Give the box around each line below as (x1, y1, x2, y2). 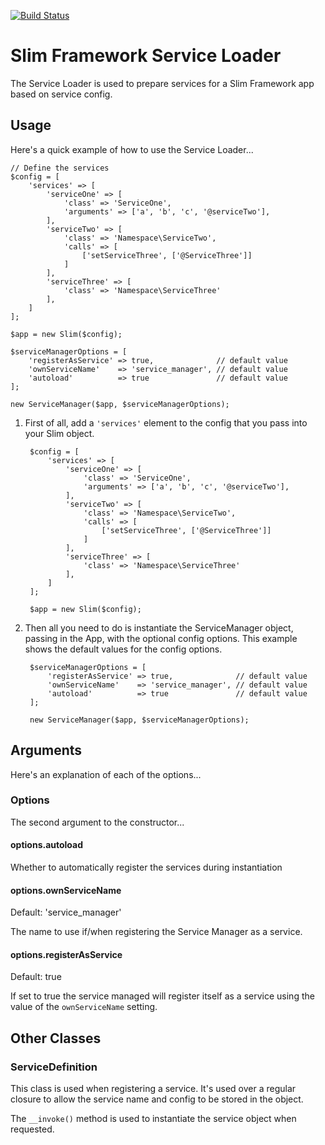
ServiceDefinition (10, 1060, 98, 1074)
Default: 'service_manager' (10, 906, 122, 919)
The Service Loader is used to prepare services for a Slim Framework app (10, 77, 315, 89)
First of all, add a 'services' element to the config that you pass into (24, 416, 308, 429)
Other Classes (10, 1030, 102, 1047)
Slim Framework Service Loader (10, 45, 282, 67)
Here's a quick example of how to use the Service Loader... (10, 143, 254, 155)
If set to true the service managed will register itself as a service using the (10, 990, 315, 1002)
